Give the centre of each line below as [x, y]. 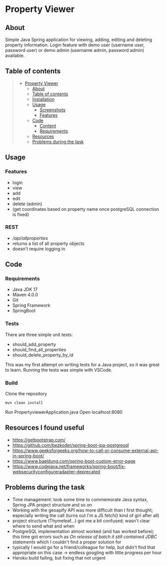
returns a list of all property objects [48, 243]
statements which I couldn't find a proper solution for [67, 542]
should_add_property [34, 344]
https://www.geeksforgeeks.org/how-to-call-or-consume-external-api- [85, 450]
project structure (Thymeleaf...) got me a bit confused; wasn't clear [81, 521]
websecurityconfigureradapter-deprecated [56, 472]
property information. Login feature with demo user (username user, [75, 45]
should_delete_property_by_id [43, 355]
